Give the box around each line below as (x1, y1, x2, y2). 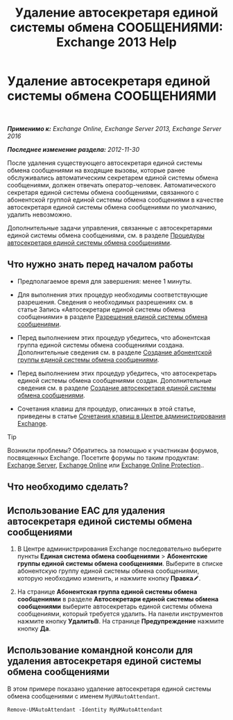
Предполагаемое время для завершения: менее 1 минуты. (17, 277, 192, 285)
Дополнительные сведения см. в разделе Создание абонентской (17, 348, 212, 357)
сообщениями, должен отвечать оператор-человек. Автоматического (7, 180, 216, 189)
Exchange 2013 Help (56, 35, 177, 50)
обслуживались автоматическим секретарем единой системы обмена (7, 173, 218, 182)
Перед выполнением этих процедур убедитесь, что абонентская (17, 333, 210, 341)
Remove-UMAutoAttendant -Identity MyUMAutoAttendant (7, 706, 163, 713)
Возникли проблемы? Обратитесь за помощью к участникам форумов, (7, 446, 219, 454)
